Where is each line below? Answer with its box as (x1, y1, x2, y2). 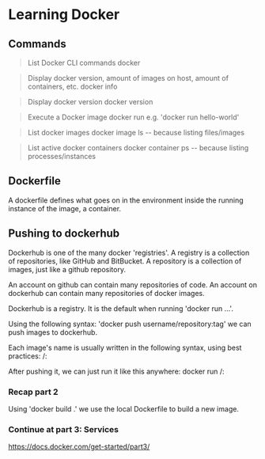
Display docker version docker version (27, 97, 153, 106)
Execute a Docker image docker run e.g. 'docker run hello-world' (27, 112, 240, 122)
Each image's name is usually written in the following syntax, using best (8, 343, 242, 352)
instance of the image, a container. (8, 203, 121, 213)
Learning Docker (8, 6, 120, 24)
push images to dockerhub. (8, 327, 97, 337)
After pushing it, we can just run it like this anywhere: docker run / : (8, 366, 225, 376)
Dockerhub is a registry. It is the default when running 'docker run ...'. (8, 303, 233, 313)
